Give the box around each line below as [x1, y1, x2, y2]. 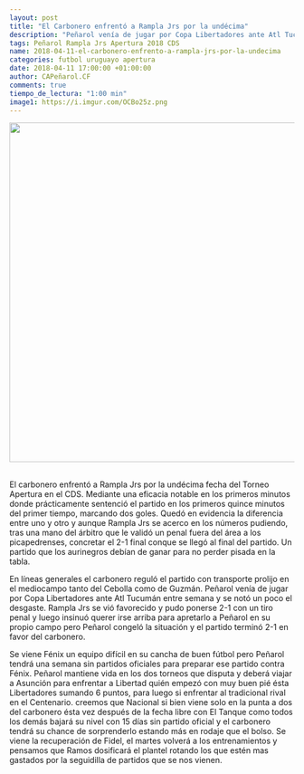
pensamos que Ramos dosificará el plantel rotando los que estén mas [9, 745, 269, 756]
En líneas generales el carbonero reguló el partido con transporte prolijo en [9, 574, 290, 585]
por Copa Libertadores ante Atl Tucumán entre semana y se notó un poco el [9, 593, 292, 604]
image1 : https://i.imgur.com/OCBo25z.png [9, 97, 168, 107]
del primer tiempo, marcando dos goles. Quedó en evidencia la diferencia [9, 508, 283, 519]
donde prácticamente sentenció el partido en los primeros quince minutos [9, 499, 285, 510]
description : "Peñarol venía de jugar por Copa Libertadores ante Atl [9, 30, 281, 39]
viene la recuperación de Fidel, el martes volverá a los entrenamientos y [9, 735, 278, 747]
